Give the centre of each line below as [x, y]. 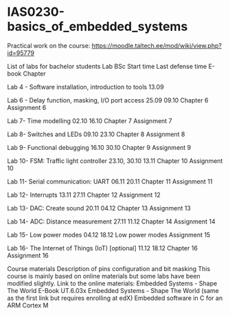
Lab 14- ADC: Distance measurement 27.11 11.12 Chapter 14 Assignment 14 [111, 221]
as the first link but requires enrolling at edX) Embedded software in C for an [115, 298]
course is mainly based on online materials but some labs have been [104, 276]
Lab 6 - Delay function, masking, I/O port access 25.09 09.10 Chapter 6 [108, 100]
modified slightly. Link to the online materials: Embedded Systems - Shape [112, 283]
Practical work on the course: [49, 45]
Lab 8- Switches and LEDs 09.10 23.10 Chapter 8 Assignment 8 [96, 134]
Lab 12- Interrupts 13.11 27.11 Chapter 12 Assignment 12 [84, 195]
